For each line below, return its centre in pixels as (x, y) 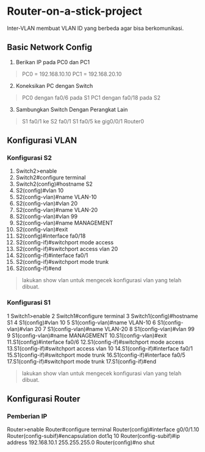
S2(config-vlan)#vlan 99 (47, 217)
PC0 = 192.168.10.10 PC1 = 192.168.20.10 (72, 74)
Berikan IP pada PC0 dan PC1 (53, 62)
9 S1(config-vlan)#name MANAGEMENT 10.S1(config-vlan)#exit (87, 335)
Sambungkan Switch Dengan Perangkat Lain (72, 109)
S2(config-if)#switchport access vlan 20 (67, 249)
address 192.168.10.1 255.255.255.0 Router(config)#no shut (81, 443)
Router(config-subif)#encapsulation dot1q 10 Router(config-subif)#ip (94, 436)
